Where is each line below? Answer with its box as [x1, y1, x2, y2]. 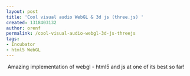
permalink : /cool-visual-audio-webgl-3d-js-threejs [6, 31, 136, 37]
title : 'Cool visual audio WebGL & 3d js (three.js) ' [6, 14, 144, 20]
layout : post [6, 8, 38, 15]
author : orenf [6, 25, 41, 31]
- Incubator [6, 42, 35, 48]
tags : [6, 36, 19, 42]
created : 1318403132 [6, 19, 57, 25]
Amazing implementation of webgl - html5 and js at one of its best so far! [7, 63, 185, 70]
